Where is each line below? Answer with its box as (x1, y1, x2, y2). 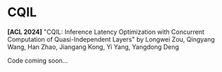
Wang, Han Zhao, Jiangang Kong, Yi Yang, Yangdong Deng (7, 42, 180, 51)
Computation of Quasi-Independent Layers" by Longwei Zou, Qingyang (7, 35, 216, 43)
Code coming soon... (7, 56, 69, 64)
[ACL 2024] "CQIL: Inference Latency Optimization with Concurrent (7, 28, 205, 36)
